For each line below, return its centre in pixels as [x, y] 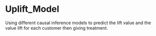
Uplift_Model [32, 9]
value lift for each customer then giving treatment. [57, 28]
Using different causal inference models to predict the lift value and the [78, 23]
